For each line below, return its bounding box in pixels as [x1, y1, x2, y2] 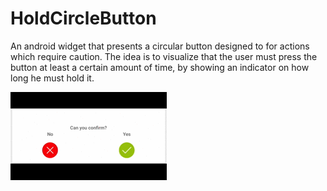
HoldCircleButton [10, 7, 157, 30]
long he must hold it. [10, 72, 95, 84]
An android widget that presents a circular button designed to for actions [10, 40, 310, 52]
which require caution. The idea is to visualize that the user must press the [10, 50, 318, 62]
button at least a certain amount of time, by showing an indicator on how [10, 61, 310, 73]
